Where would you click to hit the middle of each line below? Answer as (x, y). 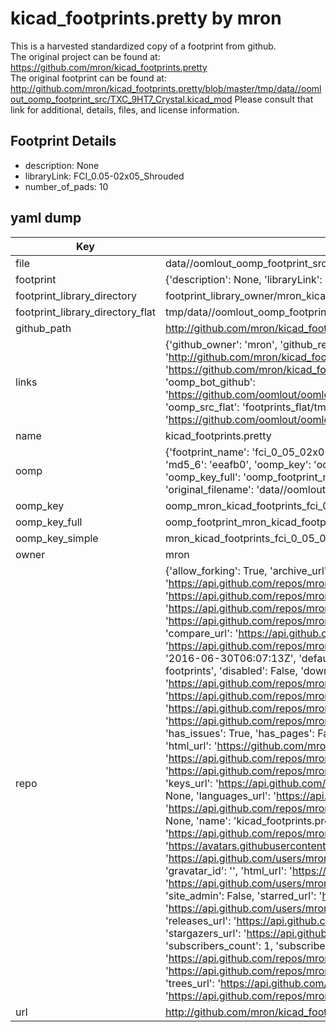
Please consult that (274, 99)
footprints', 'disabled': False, (231, 670)
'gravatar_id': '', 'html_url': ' (228, 870)
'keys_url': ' (191, 783)
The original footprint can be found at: (88, 78)
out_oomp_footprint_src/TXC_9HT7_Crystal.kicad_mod (121, 99)
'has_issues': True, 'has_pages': (239, 733)
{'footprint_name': (207, 452)
